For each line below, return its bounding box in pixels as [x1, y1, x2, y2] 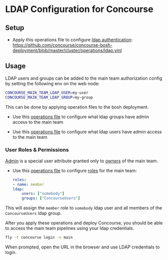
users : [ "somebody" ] [22, 191, 65, 196]
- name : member [12, 182, 45, 187]
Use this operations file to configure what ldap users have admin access [12, 129, 162, 135]
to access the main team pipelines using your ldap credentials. [5, 225, 134, 231]
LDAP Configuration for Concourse [5, 4, 154, 15]
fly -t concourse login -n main [5, 235, 73, 240]
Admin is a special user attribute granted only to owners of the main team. [5, 158, 158, 164]
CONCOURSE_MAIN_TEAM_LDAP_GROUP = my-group [5, 95, 93, 100]
